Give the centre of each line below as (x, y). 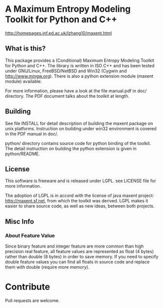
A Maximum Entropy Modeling (68, 9)
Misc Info (20, 221)
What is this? (25, 48)
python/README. (23, 154)
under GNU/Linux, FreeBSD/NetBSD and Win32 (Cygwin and (66, 71)
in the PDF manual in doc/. (32, 134)
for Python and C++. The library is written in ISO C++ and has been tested (80, 65)
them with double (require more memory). (47, 267)
